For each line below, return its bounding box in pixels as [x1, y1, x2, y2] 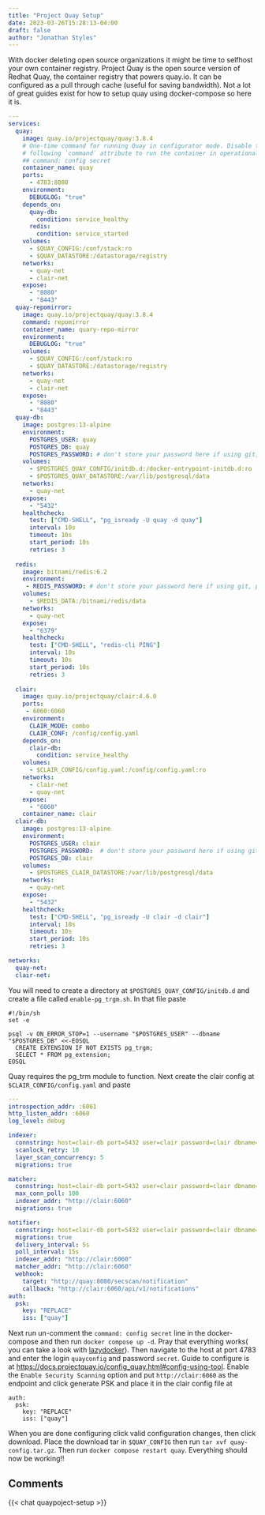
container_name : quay [22, 164, 93, 172]
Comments [8, 1476, 64, 1490]
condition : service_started [36, 230, 129, 238]
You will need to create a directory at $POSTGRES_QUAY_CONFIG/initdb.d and [8, 985, 250, 995]
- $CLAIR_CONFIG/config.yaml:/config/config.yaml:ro [28, 766, 207, 774]
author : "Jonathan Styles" [8, 33, 97, 42]
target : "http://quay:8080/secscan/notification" [22, 1277, 189, 1285]
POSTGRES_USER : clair [28, 839, 101, 848]
